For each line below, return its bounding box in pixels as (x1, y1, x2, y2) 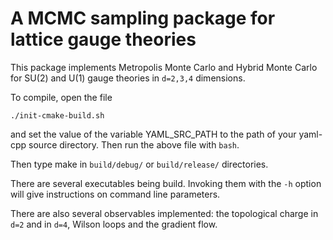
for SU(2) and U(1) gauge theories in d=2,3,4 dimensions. (10, 72, 246, 84)
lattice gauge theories (10, 28, 197, 51)
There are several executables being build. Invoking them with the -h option (10, 177, 322, 189)
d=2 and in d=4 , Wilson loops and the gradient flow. (10, 218, 218, 230)
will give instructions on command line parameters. (10, 188, 221, 200)
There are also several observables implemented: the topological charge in (10, 207, 319, 219)
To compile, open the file (10, 91, 113, 103)
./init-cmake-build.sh (10, 110, 105, 121)
